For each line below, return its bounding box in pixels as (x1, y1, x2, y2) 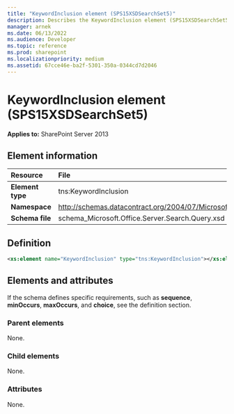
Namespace (10, 202, 52, 212)
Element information (7, 150, 98, 161)
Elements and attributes (7, 275, 114, 287)
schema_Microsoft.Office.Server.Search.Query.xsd (58, 214, 225, 223)
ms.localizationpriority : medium (7, 56, 104, 63)
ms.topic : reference (7, 42, 68, 49)
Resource (10, 170, 43, 180)
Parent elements (7, 318, 64, 328)
